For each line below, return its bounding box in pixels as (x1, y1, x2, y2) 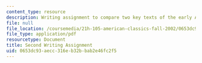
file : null (6, 20, 34, 26)
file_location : (6, 25, 44, 32)
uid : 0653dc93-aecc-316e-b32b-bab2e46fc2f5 (6, 48, 117, 54)
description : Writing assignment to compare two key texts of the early (6, 14, 192, 20)
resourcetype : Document (6, 37, 66, 43)
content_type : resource (6, 8, 66, 15)
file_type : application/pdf (6, 31, 77, 37)
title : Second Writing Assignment (6, 43, 93, 49)
